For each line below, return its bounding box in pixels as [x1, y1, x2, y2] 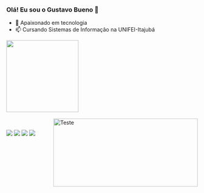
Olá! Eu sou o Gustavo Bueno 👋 [6, 5, 99, 14]
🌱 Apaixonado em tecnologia [15, 19, 87, 27]
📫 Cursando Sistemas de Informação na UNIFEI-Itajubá [15, 26, 155, 33]
